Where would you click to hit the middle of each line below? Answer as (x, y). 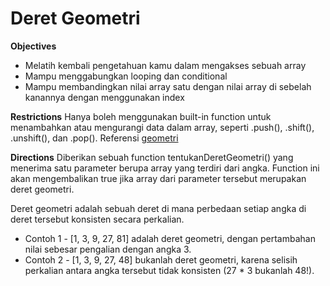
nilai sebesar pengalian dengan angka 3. (108, 249)
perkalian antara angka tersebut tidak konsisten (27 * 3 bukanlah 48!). (169, 270)
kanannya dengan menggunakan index (104, 97)
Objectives (33, 46)
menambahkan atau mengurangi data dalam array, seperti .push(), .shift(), (162, 127)
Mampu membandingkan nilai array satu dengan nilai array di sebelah (168, 86)
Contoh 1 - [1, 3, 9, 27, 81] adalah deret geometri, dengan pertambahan (170, 238)
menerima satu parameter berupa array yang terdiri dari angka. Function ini (165, 168)
